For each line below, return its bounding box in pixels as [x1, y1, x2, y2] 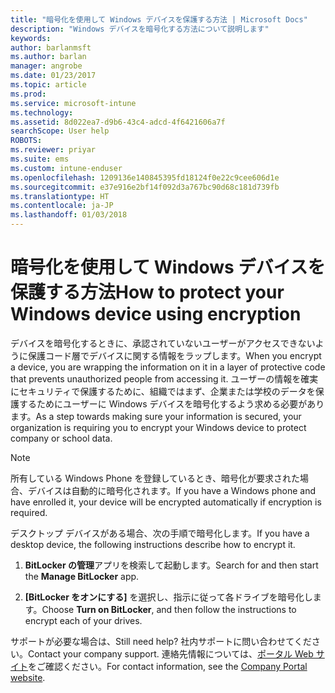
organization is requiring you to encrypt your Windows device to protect [10, 421, 307, 433]
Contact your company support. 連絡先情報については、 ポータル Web [28, 647, 314, 660]
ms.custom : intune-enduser [10, 163, 123, 173]
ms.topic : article [10, 80, 87, 90]
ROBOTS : [10, 136, 43, 146]
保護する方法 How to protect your [10, 281, 285, 304]
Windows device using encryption [10, 303, 302, 326]
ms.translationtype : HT [10, 191, 110, 201]
